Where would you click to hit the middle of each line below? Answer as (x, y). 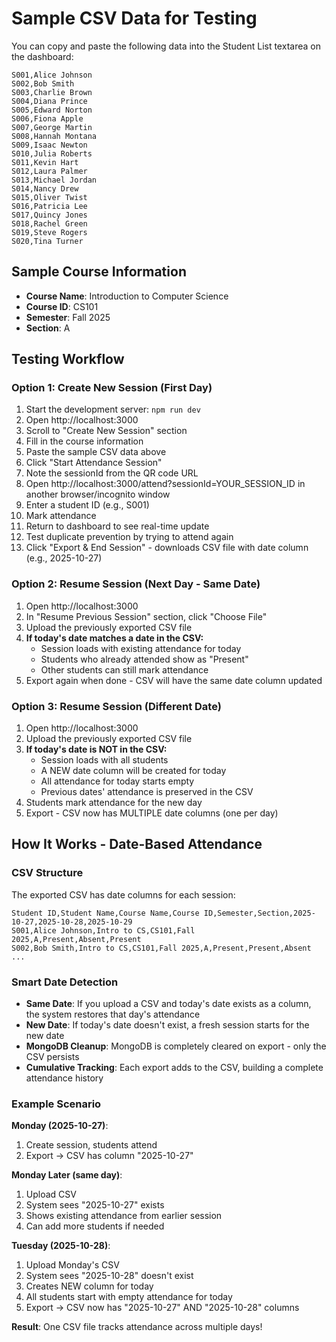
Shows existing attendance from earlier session (124, 1216)
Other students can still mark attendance (124, 669)
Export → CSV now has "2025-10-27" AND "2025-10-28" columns (162, 1308)
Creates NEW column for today (89, 1286)
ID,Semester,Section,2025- (259, 913)
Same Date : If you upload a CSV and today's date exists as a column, (168, 1004)
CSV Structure (47, 873)
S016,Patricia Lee (49, 206)
